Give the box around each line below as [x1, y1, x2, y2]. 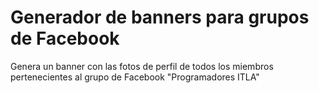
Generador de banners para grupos [10, 6, 310, 29]
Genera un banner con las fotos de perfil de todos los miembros [10, 60, 274, 72]
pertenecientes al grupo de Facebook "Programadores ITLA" [10, 71, 260, 83]
